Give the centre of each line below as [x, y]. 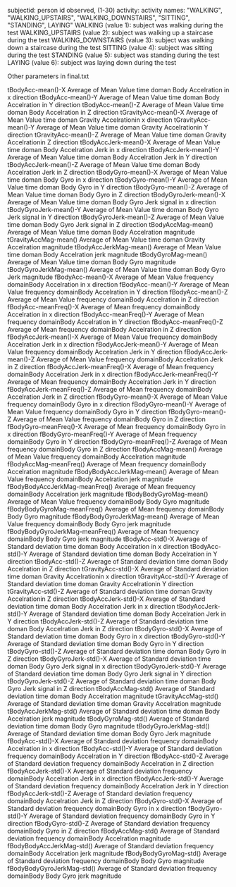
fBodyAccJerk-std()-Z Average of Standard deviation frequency [100, 793]
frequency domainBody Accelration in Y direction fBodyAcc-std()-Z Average [118, 756]
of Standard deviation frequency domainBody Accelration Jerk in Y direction [118, 786]
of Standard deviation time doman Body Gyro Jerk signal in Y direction [110, 674]
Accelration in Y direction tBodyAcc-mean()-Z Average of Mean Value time [116, 105]
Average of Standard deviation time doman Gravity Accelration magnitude [114, 703]
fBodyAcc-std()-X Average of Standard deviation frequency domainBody [113, 741]
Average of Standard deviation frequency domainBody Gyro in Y [122, 816]
